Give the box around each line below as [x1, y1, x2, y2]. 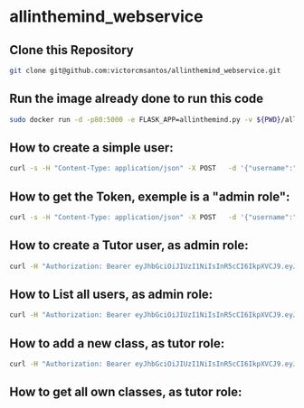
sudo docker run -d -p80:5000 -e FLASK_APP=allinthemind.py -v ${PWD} [9, 115, 281, 124]
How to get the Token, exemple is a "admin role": [9, 189, 290, 204]
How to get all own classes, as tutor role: [9, 385, 242, 400]
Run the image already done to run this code [9, 91, 264, 107]
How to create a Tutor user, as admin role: [9, 237, 249, 254]
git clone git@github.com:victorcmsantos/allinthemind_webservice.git [9, 66, 281, 75]
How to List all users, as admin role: [9, 287, 214, 302]
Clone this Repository [9, 42, 134, 58]
